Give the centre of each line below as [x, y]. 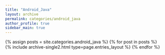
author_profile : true [27, 23]
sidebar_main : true [25, 28]
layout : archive [22, 14]
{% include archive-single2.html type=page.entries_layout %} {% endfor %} [83, 47]
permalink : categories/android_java [43, 19]
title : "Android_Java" [28, 10]
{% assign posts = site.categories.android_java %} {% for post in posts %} [81, 42]
